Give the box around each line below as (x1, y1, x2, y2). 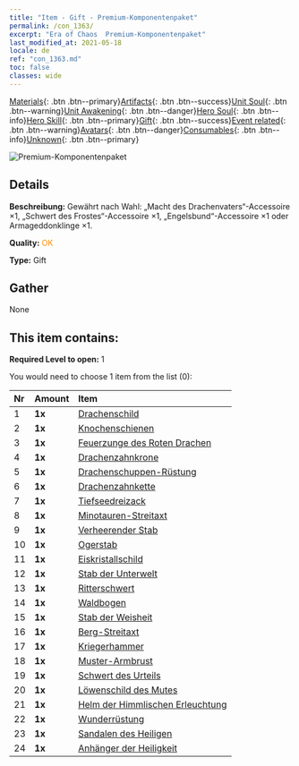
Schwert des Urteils (77, 669, 161, 682)
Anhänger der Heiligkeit (77, 742, 177, 754)
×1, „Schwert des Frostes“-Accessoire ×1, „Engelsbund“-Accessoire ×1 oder (9, 210, 289, 221)
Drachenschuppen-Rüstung (77, 466, 197, 479)
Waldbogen (77, 597, 127, 609)
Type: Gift (9, 254, 47, 265)
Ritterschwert (77, 583, 135, 595)
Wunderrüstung (77, 713, 145, 726)
